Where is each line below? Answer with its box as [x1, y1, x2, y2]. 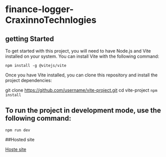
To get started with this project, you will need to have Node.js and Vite [5, 48, 151, 54]
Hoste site [5, 146, 27, 152]
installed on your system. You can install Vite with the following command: [5, 53, 159, 59]
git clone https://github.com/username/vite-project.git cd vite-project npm [5, 87, 157, 93]
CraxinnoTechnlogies [5, 14, 97, 26]
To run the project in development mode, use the [5, 106, 161, 115]
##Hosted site [5, 136, 35, 142]
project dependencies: [5, 77, 52, 83]
